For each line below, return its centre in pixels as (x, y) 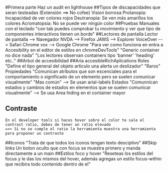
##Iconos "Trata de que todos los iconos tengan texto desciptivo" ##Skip (81, 142)
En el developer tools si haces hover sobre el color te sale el (75, 120)
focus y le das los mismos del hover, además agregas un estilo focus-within (83, 158)
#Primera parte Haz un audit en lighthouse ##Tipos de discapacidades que (83, 7)
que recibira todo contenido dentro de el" (48, 164)
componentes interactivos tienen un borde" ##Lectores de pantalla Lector (82, 34)
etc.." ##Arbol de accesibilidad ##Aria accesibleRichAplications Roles (77, 61)
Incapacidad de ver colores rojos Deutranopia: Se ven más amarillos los (79, 18)
